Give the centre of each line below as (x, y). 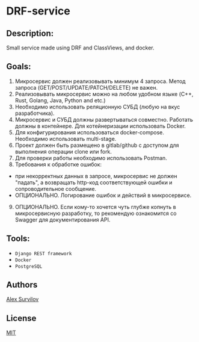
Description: (30, 33)
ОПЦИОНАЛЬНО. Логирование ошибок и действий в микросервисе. (103, 195)
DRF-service (38, 11)
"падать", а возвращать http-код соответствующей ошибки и (93, 182)
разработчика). (35, 113)
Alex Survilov (23, 299)
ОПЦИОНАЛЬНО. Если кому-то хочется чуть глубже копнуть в (95, 207)
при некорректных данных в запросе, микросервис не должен (96, 176)
